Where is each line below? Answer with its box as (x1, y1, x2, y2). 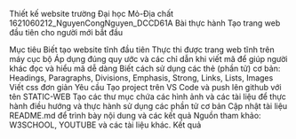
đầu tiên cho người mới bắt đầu (9, 27, 124, 37)
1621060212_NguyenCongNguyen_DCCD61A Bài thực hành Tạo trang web (9, 18, 281, 28)
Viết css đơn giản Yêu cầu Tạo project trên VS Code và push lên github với (9, 82, 282, 92)
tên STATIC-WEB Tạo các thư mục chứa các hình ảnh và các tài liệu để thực (9, 91, 287, 102)
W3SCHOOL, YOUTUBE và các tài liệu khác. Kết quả (9, 120, 202, 130)
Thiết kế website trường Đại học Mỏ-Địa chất (9, 9, 174, 19)
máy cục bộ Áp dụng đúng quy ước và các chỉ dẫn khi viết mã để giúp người (9, 54, 288, 64)
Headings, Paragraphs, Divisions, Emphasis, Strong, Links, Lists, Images (9, 73, 274, 83)
